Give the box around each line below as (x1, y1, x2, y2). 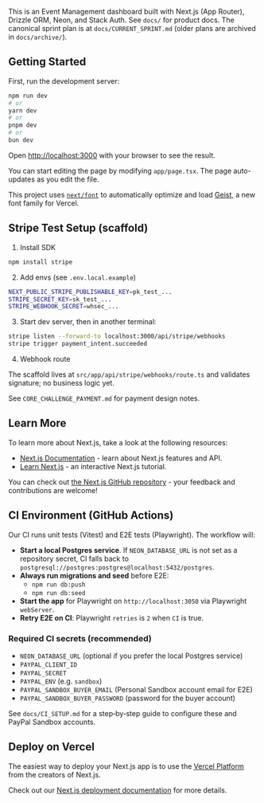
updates (8, 174, 36, 184)
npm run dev (8, 92, 48, 100)
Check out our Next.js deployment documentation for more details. (8, 785, 227, 795)
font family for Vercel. (8, 198, 80, 208)
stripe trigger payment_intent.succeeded (8, 340, 148, 348)
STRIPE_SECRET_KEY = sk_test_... (8, 295, 112, 304)
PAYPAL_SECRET (19, 669, 67, 677)
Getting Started (8, 55, 87, 69)
